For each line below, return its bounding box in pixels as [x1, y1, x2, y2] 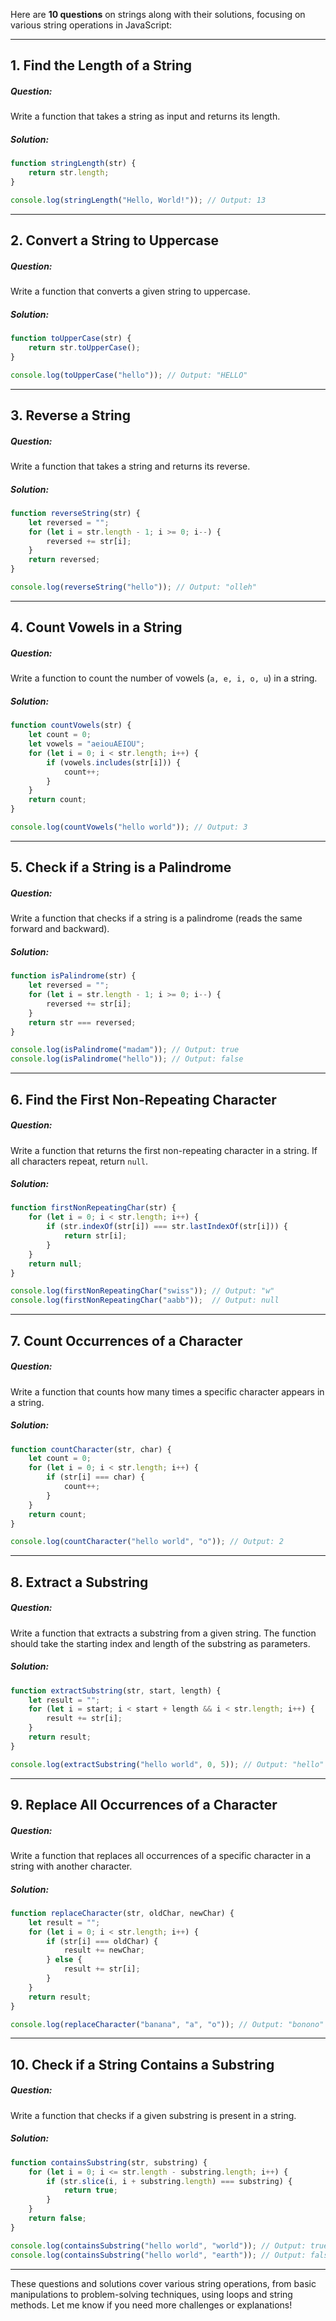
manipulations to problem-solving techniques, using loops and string [10, 2288, 293, 2300]
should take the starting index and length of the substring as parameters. [10, 1637, 311, 1649]
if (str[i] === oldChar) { [46, 1936, 159, 1946]
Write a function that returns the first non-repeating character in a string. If [10, 1144, 318, 1156]
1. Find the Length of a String [10, 57, 193, 74]
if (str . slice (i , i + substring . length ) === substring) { [46, 2176, 293, 2186]
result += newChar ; [63, 1945, 145, 1956]
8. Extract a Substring [10, 1574, 149, 1591]
